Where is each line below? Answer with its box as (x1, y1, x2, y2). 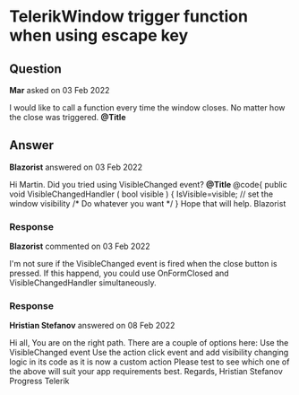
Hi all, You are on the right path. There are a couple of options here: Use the (9, 338, 289, 348)
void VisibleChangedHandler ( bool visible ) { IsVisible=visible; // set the (9, 189, 274, 199)
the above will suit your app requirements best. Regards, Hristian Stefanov (9, 366, 284, 377)
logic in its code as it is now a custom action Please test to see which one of (9, 356, 290, 367)
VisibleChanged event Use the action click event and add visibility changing (9, 347, 289, 358)
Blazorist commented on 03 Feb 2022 (9, 241, 150, 252)
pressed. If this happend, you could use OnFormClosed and (9, 268, 230, 279)
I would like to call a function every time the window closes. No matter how (9, 102, 286, 113)
